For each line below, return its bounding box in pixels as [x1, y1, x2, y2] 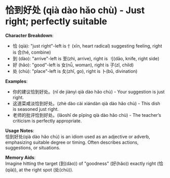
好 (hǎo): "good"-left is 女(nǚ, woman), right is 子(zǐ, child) [12, 62, 134, 68]
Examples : [5, 78, 28, 84]
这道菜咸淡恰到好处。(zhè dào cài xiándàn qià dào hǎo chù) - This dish [12, 100, 160, 106]
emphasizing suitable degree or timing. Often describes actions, [5, 139, 139, 145]
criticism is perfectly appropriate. [12, 117, 82, 124]
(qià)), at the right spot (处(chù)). [5, 166, 73, 172]
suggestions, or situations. [5, 145, 61, 151]
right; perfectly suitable [5, 16, 107, 27]
